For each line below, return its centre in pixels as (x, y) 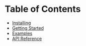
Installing (21, 23)
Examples (22, 33)
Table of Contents (43, 9)
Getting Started (28, 28)
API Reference (27, 39)
